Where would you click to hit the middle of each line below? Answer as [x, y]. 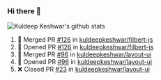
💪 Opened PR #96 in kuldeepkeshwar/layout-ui [84, 62]
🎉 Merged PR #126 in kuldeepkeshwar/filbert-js [85, 40]
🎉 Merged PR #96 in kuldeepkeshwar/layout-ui [84, 54]
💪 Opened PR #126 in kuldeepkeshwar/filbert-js [85, 47]
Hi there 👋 [24, 11]
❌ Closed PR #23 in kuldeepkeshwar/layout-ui [83, 70]
